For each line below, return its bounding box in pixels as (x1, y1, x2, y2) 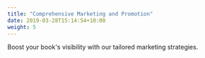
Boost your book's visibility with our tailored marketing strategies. (7, 43, 199, 52)
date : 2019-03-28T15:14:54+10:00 (7, 17, 106, 24)
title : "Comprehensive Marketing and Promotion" (7, 10, 153, 18)
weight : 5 (7, 23, 37, 30)
